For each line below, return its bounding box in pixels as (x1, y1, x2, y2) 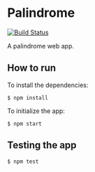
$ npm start (7, 120, 42, 127)
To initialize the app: (7, 107, 65, 115)
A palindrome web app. (7, 41, 75, 50)
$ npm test (7, 158, 39, 165)
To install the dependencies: (7, 81, 89, 89)
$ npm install (7, 94, 49, 101)
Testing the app (7, 139, 77, 152)
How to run (7, 62, 57, 74)
